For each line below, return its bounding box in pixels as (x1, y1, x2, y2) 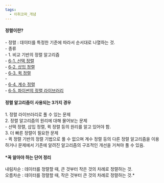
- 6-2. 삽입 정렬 (5, 64, 35, 70)
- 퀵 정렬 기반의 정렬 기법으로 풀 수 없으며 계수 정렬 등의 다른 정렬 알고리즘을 (5, 136, 150, 142)
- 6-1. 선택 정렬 (5, 57, 34, 64)
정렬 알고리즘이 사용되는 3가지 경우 (5, 100, 71, 105)
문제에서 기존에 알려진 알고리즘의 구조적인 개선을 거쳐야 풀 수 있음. (18, 142, 145, 148)
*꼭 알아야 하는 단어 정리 (5, 154, 51, 160)
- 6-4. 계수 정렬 (5, 81, 35, 87)
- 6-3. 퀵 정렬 (5, 70, 31, 76)
